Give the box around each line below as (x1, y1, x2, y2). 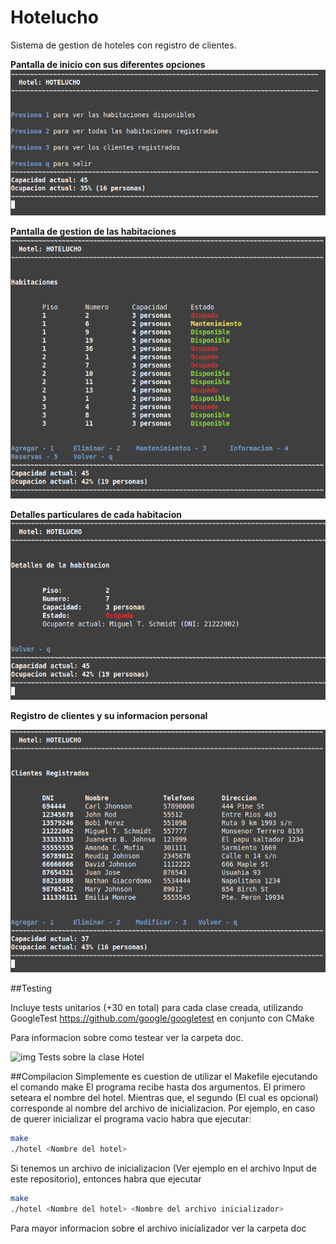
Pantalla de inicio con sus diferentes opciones (10, 58, 206, 70)
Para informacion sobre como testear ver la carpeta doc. (10, 1032, 244, 1044)
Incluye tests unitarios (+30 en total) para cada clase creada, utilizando (10, 1002, 304, 1014)
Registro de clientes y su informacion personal (10, 709, 208, 721)
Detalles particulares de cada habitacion (10, 509, 182, 521)
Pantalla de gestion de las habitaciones (10, 226, 177, 238)
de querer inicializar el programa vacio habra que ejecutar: (10, 1113, 252, 1125)
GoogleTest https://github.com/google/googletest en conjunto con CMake (10, 1012, 315, 1025)
